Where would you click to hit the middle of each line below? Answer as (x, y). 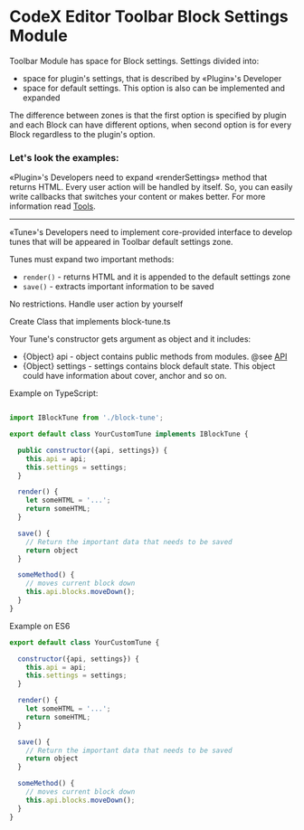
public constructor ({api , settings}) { (93, 450)
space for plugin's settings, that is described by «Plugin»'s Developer (152, 78)
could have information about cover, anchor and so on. (124, 376)
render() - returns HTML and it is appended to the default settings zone (157, 277)
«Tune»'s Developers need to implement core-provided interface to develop (151, 232)
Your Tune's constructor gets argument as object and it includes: (130, 339)
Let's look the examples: (64, 157)
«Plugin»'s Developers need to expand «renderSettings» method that (138, 177)
